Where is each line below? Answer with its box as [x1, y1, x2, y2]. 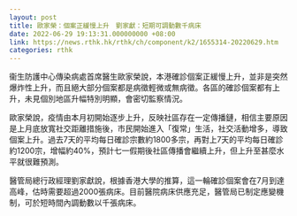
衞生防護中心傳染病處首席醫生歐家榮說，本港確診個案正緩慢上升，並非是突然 [9, 72, 288, 82]
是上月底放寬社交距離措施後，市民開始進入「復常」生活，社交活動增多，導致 [9, 123, 288, 134]
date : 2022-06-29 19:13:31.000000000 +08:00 [9, 29, 176, 38]
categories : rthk [9, 46, 73, 55]
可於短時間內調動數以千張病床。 [24, 197, 141, 208]
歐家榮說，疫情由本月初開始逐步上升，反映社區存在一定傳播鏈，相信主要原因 [9, 112, 288, 123]
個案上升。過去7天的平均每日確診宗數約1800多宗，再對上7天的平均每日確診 [9, 135, 284, 145]
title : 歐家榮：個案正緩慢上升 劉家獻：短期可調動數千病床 [9, 21, 202, 30]
